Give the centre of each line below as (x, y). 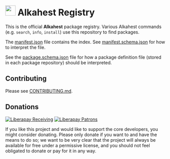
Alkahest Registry (56, 12)
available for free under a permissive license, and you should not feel (78, 145)
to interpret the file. (25, 47)
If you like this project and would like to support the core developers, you (82, 129)
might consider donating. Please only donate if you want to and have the (81, 135)
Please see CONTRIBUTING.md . (39, 91)
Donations (22, 107)
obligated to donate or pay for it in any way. (51, 151)
